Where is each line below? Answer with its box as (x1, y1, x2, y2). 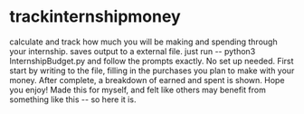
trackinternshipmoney (9, 6, 181, 27)
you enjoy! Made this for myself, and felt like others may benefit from (9, 84, 267, 95)
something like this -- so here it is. (9, 93, 137, 105)
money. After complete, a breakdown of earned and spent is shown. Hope (9, 74, 285, 85)
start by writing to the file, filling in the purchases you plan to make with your (9, 65, 295, 76)
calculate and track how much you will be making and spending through (9, 36, 278, 47)
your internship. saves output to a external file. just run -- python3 (9, 45, 256, 56)
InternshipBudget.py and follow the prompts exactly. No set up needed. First (9, 55, 294, 66)
